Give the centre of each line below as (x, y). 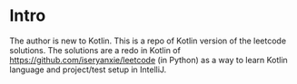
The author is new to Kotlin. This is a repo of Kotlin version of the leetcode (148, 41)
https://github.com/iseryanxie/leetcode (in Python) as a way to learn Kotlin (148, 60)
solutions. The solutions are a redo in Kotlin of (95, 50)
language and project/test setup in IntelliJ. (88, 70)
